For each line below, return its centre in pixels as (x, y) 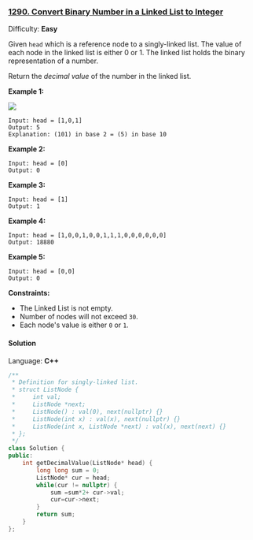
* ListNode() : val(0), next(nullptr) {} (87, 412)
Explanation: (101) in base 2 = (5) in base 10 (88, 135)
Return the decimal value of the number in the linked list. (100, 76)
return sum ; (56, 515)
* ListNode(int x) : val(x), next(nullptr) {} (96, 419)
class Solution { (37, 449)
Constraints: (29, 293)
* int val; (36, 397)
